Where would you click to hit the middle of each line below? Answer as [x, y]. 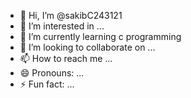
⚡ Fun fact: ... [47, 84]
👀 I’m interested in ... [62, 26]
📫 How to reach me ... [66, 58]
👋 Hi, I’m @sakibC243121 [71, 15]
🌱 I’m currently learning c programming [100, 36]
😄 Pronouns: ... [52, 73]
